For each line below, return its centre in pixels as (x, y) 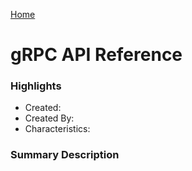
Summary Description (65, 155)
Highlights (36, 86)
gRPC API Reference (96, 55)
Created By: (49, 118)
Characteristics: (57, 129)
